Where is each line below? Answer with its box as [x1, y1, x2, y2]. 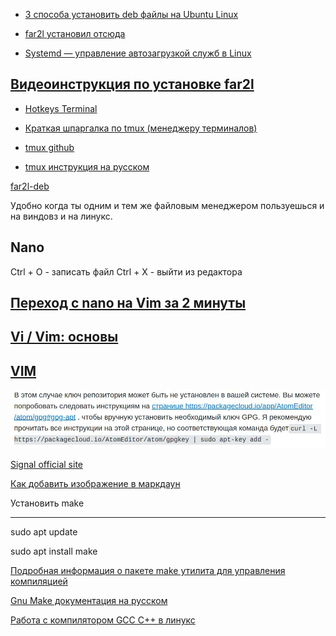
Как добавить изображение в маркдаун [10, 478, 181, 490]
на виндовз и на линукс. [10, 210, 113, 222]
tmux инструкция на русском [24, 160, 150, 173]
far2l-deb [10, 180, 50, 192]
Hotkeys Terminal [24, 102, 98, 114]
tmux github [24, 141, 75, 153]
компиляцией [10, 575, 68, 588]
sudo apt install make [10, 545, 98, 558]
